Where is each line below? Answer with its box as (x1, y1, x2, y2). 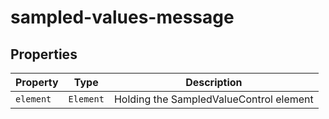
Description (185, 76, 243, 89)
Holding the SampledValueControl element (113, 92, 314, 106)
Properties (10, 46, 78, 63)
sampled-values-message (10, 6, 235, 29)
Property (15, 76, 59, 89)
